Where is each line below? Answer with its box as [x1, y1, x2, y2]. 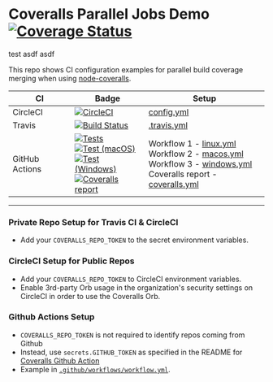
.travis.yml [148, 119, 188, 131]
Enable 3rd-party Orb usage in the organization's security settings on [19, 282, 253, 293]
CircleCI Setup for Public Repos [8, 255, 135, 267]
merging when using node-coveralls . [8, 73, 132, 83]
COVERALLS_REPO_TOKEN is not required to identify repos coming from [19, 330, 245, 340]
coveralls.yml [148, 178, 199, 189]
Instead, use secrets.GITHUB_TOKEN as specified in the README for [19, 347, 243, 357]
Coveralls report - [148, 168, 218, 180]
